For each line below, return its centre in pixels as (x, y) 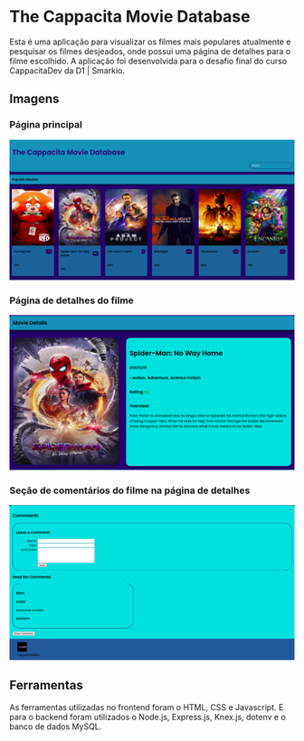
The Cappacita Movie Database (130, 17)
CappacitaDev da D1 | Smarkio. (67, 71)
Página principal (46, 125)
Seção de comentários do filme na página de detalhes (130, 490)
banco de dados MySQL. (56, 727)
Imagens (34, 99)
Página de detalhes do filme (71, 300)
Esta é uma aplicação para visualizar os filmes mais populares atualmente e (150, 42)
